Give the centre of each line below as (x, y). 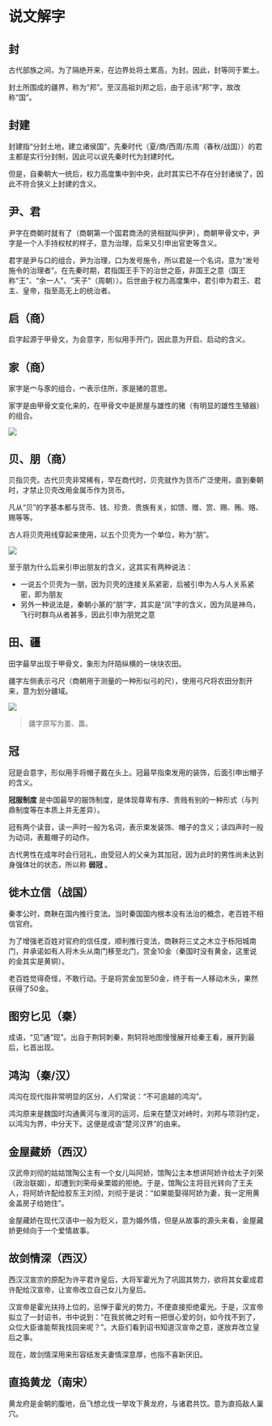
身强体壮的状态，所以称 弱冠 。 (60, 864)
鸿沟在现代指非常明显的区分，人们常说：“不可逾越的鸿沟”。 (107, 1096)
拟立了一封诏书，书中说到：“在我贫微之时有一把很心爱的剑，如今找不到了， (134, 1317)
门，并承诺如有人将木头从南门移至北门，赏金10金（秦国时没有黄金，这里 (129, 951)
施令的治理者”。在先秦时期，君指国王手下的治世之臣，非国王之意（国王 (127, 270)
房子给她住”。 (45, 1203)
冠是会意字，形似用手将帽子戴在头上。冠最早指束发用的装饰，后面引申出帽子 (136, 772)
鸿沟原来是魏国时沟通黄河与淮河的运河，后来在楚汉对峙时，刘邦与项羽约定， (136, 1113)
